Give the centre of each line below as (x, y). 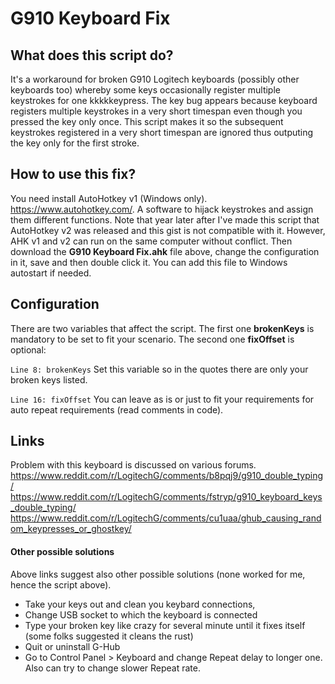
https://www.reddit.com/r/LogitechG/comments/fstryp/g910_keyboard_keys (166, 497)
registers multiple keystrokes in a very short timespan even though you (156, 111)
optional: (28, 349)
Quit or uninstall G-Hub (72, 646)
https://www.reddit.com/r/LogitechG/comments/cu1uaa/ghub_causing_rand (166, 518)
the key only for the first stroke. (75, 143)
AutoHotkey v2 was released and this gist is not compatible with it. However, (168, 230)
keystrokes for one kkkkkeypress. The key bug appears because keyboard (164, 100)
